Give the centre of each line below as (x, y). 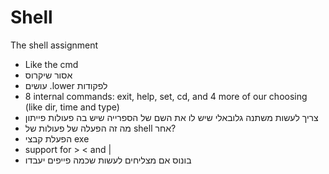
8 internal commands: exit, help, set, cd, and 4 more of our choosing (166, 96)
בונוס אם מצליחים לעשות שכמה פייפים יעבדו (108, 160)
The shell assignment (54, 45)
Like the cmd (51, 64)
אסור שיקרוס (48, 75)
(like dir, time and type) (72, 107)
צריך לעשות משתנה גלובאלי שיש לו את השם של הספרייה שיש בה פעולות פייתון (171, 117)
